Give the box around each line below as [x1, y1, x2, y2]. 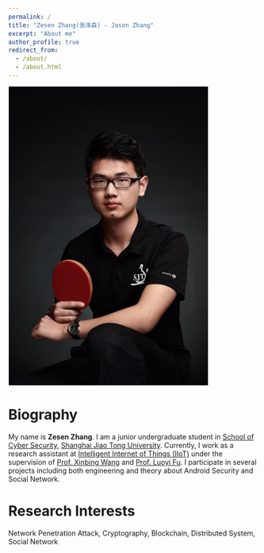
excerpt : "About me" [8, 29, 77, 37]
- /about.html [15, 64, 62, 72]
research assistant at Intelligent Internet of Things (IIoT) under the [8, 449, 224, 458]
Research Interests [8, 502, 136, 520]
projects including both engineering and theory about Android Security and [8, 466, 254, 475]
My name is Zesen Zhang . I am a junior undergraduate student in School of [8, 431, 254, 441]
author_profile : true [8, 38, 80, 46]
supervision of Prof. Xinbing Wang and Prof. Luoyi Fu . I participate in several [8, 457, 257, 466]
